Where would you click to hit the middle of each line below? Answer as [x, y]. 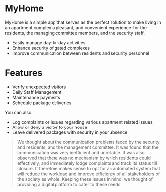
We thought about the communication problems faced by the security [88, 142]
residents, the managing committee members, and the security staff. [75, 33]
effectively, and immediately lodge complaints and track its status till [87, 163]
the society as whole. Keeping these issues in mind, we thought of [85, 179]
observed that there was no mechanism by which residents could [84, 158]
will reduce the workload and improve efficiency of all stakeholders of [88, 174]
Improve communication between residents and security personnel [81, 53]
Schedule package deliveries [42, 103]
